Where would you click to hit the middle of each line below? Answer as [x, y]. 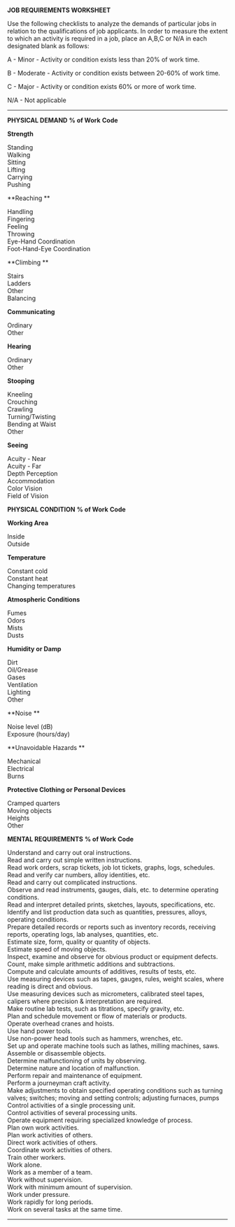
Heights [19, 818]
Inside [16, 537]
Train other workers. [36, 1157]
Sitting [16, 162]
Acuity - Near [27, 459]
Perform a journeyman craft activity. [59, 1083]
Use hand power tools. [40, 1031]
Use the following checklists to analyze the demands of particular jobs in [112, 23]
